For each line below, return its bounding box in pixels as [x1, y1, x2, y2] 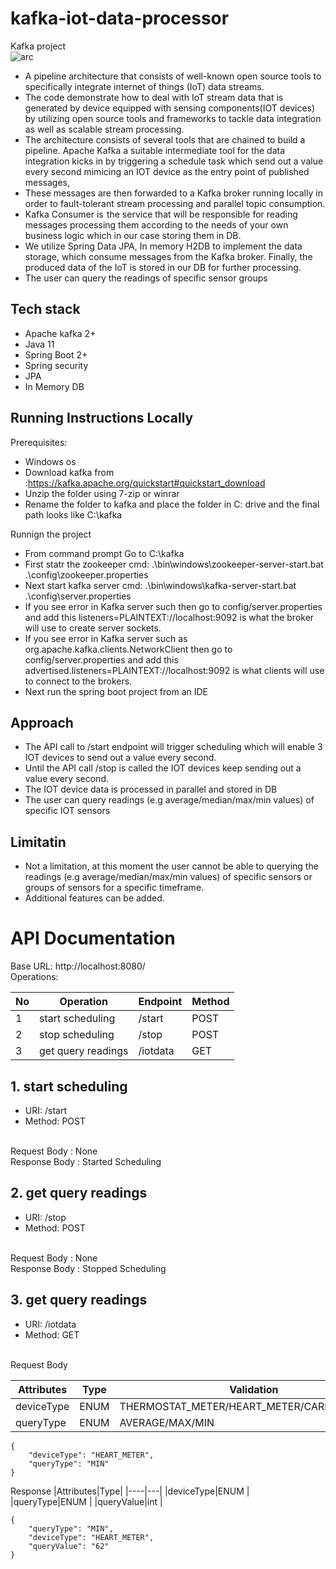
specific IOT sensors [24, 805, 111, 817]
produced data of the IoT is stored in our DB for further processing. [24, 261, 302, 273]
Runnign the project [10, 528, 92, 540]
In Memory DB [24, 380, 85, 392]
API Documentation [10, 927, 176, 950]
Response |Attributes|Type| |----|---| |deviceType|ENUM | [10, 1485, 250, 1497]
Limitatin [10, 833, 67, 851]
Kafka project [10, 40, 67, 52]
